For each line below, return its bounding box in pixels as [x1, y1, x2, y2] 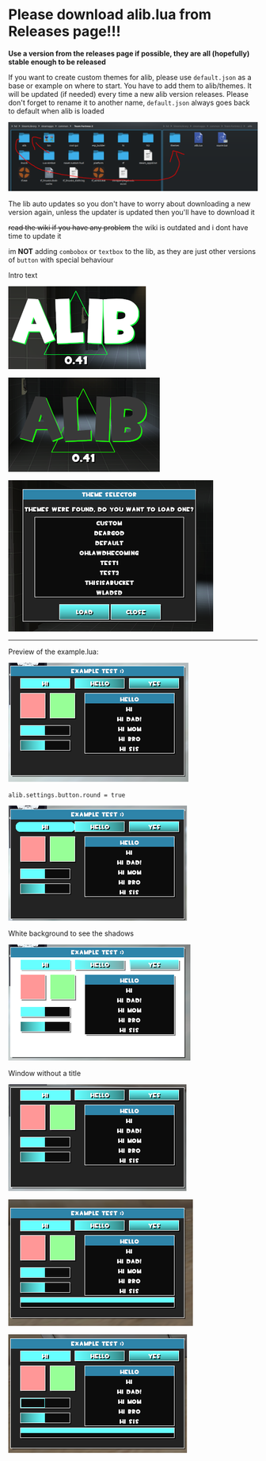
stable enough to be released [8, 57, 107, 67]
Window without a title [8, 1069, 82, 1078]
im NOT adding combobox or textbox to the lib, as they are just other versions [8, 247, 256, 256]
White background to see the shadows [8, 929, 135, 938]
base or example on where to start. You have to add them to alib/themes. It [8, 81, 252, 90]
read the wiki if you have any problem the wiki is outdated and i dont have [8, 223, 249, 233]
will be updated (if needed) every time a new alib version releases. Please [8, 89, 249, 98]
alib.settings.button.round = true [8, 791, 126, 799]
